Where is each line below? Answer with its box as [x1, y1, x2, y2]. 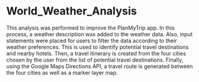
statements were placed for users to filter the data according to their [6, 37, 177, 44]
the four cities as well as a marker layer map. [6, 69, 118, 76]
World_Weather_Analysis [6, 4, 138, 18]
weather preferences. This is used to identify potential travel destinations [6, 43, 189, 51]
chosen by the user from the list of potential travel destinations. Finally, [6, 56, 184, 63]
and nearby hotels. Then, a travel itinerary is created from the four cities [6, 49, 186, 57]
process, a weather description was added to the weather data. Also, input [6, 30, 193, 37]
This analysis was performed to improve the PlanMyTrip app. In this [6, 24, 175, 31]
